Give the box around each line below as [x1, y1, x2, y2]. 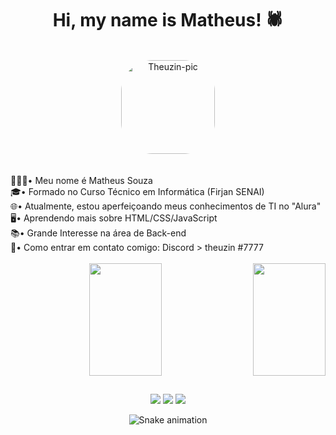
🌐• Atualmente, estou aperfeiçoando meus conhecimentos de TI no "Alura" [10, 200, 322, 212]
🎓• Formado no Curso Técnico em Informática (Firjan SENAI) [10, 185, 265, 197]
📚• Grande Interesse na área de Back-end [10, 227, 187, 239]
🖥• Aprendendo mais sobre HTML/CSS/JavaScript [10, 212, 218, 224]
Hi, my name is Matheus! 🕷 [52, 9, 284, 32]
